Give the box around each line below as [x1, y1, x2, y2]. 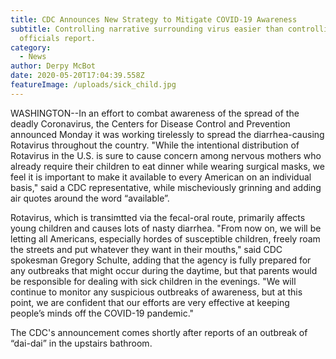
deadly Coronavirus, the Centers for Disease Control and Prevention [10, 117, 291, 130]
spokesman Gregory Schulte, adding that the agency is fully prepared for [10, 254, 312, 266]
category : [10, 42, 52, 53]
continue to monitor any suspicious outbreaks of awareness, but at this [10, 286, 303, 298]
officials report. [19, 33, 97, 43]
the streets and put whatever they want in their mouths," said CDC [10, 243, 283, 255]
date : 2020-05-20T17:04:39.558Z [10, 71, 145, 81]
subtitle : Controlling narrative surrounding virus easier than [10, 24, 284, 34]
